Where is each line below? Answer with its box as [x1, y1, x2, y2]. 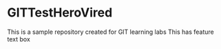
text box [7, 35, 31, 43]
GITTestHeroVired [7, 5, 113, 21]
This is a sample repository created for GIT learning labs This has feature [7, 28, 215, 36]
